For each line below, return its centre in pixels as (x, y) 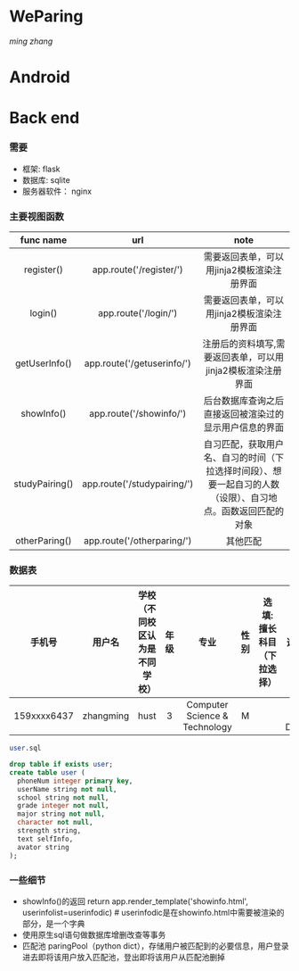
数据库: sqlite (46, 179)
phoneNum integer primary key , (75, 781)
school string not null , (63, 797)
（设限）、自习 (239, 497)
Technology (207, 727)
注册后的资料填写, (239, 344)
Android (40, 77)
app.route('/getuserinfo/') (137, 363)
